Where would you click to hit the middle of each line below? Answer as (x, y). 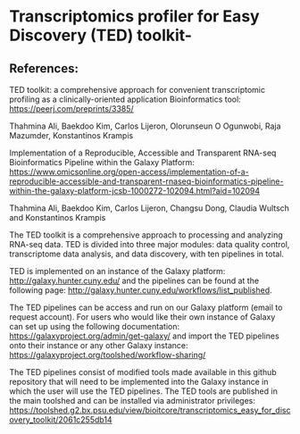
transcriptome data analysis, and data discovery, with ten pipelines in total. (146, 254)
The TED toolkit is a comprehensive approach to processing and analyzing (146, 235)
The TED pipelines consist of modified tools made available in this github (143, 372)
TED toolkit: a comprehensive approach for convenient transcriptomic (137, 90)
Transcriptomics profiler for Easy (135, 17)
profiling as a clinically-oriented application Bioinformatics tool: (125, 99)
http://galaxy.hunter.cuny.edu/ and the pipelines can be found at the (134, 280)
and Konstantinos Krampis (58, 217)
